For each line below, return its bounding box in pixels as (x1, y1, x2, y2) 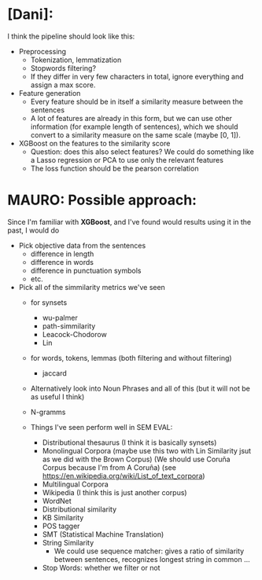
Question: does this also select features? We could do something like (30, 147, 255, 156)
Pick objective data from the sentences (18, 240, 146, 250)
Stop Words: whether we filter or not (42, 563, 161, 572)
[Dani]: (7, 6, 54, 24)
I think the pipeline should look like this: (7, 31, 135, 41)
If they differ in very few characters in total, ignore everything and (30, 72, 245, 81)
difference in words (30, 257, 94, 266)
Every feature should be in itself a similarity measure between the (30, 97, 243, 106)
